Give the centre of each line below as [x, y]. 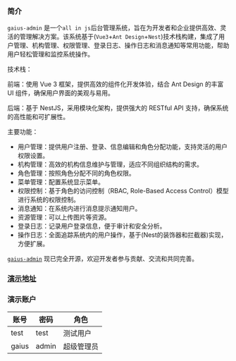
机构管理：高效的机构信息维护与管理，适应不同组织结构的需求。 [110, 164]
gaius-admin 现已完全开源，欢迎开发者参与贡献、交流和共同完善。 [103, 259]
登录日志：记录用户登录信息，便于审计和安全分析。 [92, 226]
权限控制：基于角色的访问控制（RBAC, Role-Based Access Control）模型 [123, 191]
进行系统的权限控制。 [48, 200]
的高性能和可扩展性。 [38, 117]
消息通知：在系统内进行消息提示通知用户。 [79, 209]
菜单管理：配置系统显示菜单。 [61, 182]
